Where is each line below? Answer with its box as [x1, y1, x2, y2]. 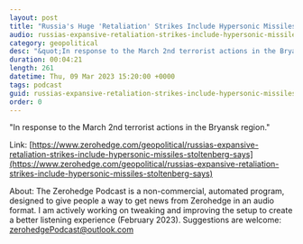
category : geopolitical [9, 38, 99, 48]
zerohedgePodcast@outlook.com [9, 224, 134, 235]
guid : [9, 89, 30, 98]
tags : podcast [9, 80, 63, 89]
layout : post [9, 13, 59, 23]
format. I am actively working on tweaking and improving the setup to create [9, 205, 293, 216]
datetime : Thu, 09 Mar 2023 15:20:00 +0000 [9, 72, 176, 81]
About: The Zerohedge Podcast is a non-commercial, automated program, [9, 186, 285, 197]
